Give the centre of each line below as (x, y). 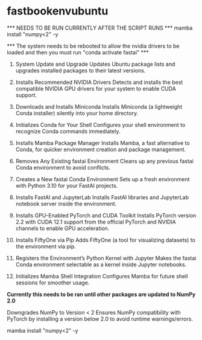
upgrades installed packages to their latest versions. (80, 70)
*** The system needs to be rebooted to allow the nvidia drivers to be (93, 46)
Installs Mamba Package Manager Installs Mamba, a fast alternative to (103, 143)
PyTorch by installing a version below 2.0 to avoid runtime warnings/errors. (100, 319)
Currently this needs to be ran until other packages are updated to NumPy (101, 294)
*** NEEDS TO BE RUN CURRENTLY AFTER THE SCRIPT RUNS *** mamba (100, 28)
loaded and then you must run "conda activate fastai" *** (78, 52)
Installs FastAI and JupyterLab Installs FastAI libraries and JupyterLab (102, 197)
